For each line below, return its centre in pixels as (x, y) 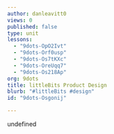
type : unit (23, 33)
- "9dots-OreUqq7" (40, 66)
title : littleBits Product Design (57, 85)
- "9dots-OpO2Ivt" (40, 46)
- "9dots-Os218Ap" (40, 72)
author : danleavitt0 (37, 14)
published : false (32, 27)
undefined (22, 124)
